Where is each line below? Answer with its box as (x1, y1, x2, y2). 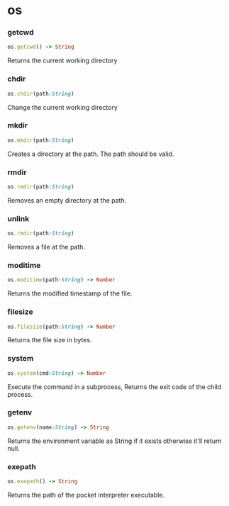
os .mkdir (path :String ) (7, 137, 74, 144)
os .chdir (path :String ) (7, 90, 74, 97)
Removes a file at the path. (7, 243, 86, 252)
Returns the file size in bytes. (7, 336, 92, 344)
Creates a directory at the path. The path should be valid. (7, 150, 174, 158)
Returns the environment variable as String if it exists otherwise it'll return (7, 437, 222, 445)
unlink (7, 213, 30, 223)
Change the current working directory (7, 103, 118, 111)
